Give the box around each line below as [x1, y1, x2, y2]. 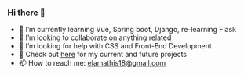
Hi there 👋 [7, 7, 46, 18]
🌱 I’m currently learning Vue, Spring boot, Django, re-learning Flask [18, 25, 237, 34]
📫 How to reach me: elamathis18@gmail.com [18, 59, 166, 68]
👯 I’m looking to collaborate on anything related [18, 33, 172, 42]
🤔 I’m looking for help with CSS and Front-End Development [18, 41, 213, 51]
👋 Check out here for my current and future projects [18, 50, 188, 59]
